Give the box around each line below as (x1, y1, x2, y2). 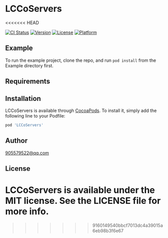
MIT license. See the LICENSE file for (5, 195, 161, 206)
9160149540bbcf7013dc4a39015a (92, 222, 163, 228)
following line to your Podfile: (5, 112, 66, 118)
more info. (5, 206, 49, 217)
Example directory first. (5, 62, 54, 68)
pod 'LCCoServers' (5, 123, 44, 128)
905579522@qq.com (5, 150, 49, 156)
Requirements (5, 77, 50, 86)
